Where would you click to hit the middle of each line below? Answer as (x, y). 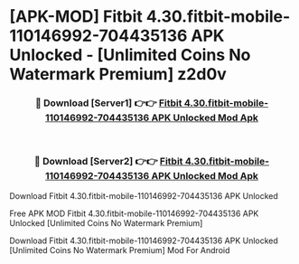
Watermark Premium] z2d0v (118, 75)
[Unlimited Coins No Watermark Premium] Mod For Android (120, 250)
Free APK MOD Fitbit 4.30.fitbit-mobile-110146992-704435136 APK (134, 213)
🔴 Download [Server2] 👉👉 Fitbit (109, 162)
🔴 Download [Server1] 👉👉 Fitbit (108, 103)
